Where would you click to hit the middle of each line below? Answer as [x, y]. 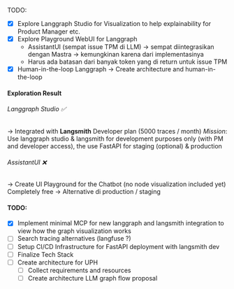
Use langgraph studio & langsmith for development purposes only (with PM [115, 139]
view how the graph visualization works [74, 231]
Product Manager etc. [49, 31]
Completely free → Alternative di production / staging [84, 192]
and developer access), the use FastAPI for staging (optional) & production [115, 146]
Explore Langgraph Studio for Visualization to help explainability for [114, 23]
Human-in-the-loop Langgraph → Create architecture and [100, 69]
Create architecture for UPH [58, 262]
